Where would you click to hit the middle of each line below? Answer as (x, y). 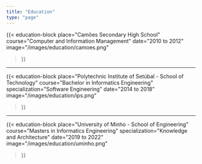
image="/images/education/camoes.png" (58, 47)
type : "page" (23, 17)
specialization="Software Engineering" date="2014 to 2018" (81, 89)
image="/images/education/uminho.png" (57, 143)
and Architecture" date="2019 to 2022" (55, 137)
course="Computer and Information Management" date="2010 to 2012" (95, 41)
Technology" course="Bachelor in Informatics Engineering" (80, 82)
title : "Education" (31, 12)
